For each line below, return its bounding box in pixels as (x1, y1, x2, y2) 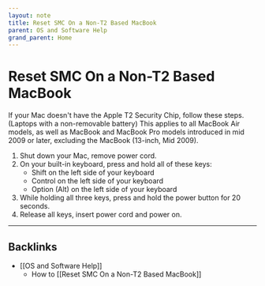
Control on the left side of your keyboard (31, 176, 164, 186)
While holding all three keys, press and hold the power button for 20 (19, 193, 241, 202)
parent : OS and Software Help (8, 26, 108, 34)
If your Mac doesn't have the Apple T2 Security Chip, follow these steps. (8, 111, 244, 120)
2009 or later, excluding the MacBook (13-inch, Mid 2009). (8, 136, 199, 145)
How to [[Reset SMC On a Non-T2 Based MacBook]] (31, 269, 202, 279)
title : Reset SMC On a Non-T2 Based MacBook (8, 19, 157, 27)
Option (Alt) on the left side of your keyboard (31, 185, 177, 194)
